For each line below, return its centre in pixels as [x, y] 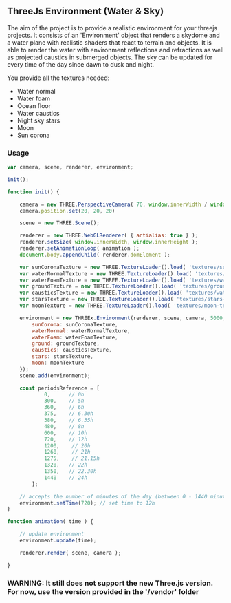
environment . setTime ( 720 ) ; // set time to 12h [87, 503]
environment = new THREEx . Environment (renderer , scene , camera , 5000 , [123, 318]
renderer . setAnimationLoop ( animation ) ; [79, 248]
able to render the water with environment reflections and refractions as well [115, 50]
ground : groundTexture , [66, 343]
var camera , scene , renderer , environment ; [70, 167]
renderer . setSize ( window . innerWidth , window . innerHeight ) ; [109, 242]
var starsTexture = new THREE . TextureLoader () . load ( [97, 299]
